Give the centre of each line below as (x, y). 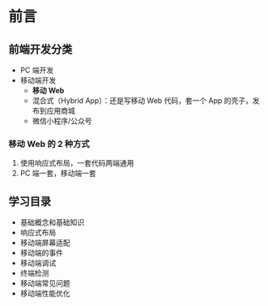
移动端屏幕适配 (45, 243)
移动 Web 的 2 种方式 (49, 144)
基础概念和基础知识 (52, 222)
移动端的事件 (41, 253)
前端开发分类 (40, 49)
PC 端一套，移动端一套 (58, 173)
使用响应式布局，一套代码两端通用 (77, 163)
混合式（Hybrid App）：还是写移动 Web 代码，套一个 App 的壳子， (143, 101)
